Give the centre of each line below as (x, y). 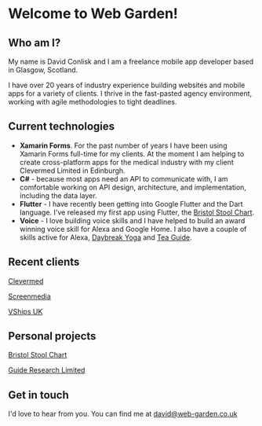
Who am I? (35, 43)
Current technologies (62, 127)
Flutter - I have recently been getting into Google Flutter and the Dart (131, 204)
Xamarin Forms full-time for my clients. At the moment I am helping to (132, 153)
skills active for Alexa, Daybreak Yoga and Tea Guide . (106, 237)
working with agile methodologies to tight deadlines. (93, 102)
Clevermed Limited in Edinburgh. (72, 171)
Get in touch (38, 395)
